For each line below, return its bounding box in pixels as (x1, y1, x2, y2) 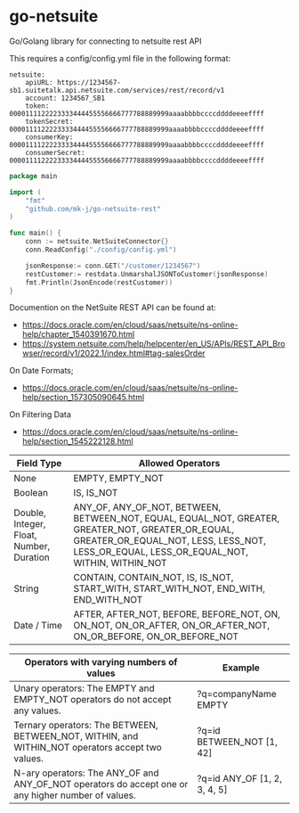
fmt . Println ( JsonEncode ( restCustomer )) (25, 278, 174, 287)
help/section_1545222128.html (21, 436, 133, 447)
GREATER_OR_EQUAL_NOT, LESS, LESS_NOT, (73, 535, 267, 547)
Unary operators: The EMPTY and (13, 682, 156, 694)
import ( (9, 187, 42, 197)
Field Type (16, 457, 62, 470)
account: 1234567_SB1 (25, 94, 105, 103)
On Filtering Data (9, 409, 71, 420)
